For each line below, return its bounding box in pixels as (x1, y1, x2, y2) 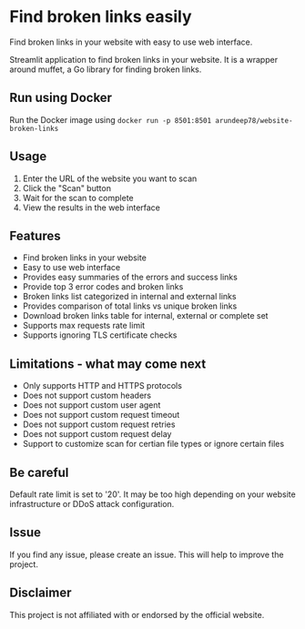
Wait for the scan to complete (22, 192, 134, 203)
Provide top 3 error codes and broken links (22, 281, 184, 292)
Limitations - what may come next (9, 356, 207, 371)
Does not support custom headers (22, 390, 152, 401)
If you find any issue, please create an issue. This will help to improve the (9, 549, 284, 560)
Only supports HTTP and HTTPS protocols (22, 380, 182, 391)
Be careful (9, 464, 69, 480)
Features (9, 228, 61, 243)
